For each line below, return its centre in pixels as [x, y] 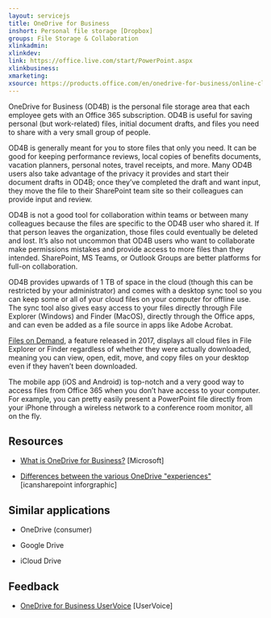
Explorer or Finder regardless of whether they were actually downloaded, [130, 349]
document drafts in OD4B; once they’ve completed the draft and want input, [134, 182]
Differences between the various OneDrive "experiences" [116, 476]
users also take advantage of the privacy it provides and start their [119, 173]
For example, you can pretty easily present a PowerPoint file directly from [130, 399]
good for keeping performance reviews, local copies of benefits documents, [135, 156]
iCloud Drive [41, 561]
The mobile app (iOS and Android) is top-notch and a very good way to [126, 382]
